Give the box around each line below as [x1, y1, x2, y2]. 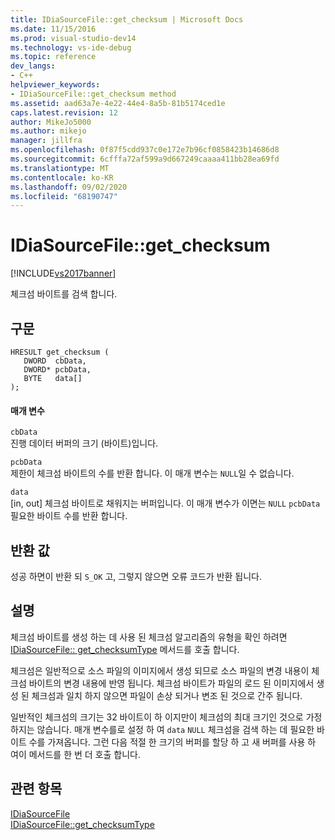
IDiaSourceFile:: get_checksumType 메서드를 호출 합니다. [10, 643, 240, 655]
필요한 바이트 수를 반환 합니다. [10, 510, 128, 522]
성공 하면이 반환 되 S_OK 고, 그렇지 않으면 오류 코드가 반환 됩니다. [10, 571, 263, 583]
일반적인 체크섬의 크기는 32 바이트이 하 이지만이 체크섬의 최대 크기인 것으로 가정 [10, 711, 323, 723]
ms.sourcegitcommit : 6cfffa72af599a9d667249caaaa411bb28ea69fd [10, 154, 280, 164]
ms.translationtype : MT [10, 163, 110, 173]
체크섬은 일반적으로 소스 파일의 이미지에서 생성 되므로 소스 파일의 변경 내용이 [10, 664, 310, 676]
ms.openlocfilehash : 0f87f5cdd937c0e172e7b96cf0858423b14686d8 [10, 145, 280, 155]
